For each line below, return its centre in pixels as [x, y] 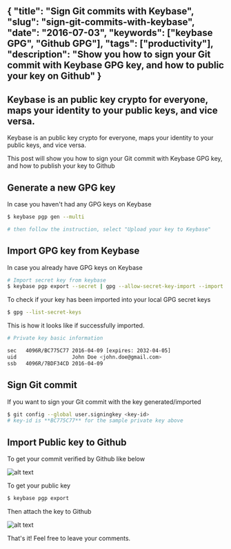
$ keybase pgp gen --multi [46, 217]
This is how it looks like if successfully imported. [76, 326]
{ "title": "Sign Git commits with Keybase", [101, 11]
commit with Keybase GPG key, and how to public [115, 65]
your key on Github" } [54, 76]
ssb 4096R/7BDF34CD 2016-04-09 [55, 363]
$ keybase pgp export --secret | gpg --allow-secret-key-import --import [115, 287]
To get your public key [39, 485]
